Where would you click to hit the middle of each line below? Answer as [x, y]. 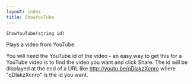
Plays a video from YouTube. [41, 44]
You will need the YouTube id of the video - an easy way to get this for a [94, 56]
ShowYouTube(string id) [36, 33]
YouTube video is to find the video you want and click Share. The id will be [97, 62]
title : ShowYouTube [30, 17]
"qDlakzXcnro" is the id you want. [47, 75]
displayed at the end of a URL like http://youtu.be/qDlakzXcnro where [91, 68]
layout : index [24, 12]
